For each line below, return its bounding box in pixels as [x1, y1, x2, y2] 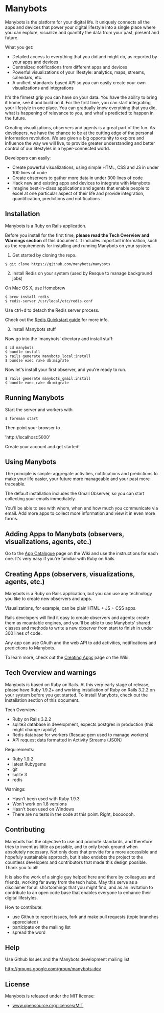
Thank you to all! [5, 864, 39, 870]
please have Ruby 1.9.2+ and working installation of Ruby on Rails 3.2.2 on [5, 687, 155, 692]
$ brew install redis [5, 294, 49, 299]
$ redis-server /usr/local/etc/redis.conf [5, 299, 93, 303]
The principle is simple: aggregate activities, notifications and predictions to [5, 471, 158, 477]
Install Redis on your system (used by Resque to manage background [12, 270, 152, 276]
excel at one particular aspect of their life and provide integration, [12, 190, 144, 196]
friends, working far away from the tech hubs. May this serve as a [5, 879, 138, 885]
